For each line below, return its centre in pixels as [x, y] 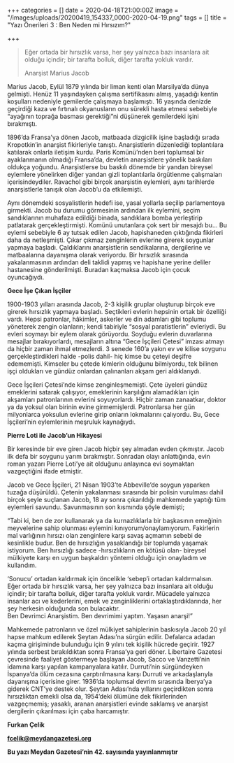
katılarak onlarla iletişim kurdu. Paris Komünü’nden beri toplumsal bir [106, 152]
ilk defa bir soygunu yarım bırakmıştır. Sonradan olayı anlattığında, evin [109, 456]
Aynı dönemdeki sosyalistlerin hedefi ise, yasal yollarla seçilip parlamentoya [116, 203]
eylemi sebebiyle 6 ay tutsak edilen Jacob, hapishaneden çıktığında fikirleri [115, 233]
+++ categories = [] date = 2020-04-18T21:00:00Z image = [93, 10]
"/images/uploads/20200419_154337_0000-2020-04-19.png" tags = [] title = [117, 17]
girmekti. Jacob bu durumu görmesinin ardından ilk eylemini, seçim [104, 210]
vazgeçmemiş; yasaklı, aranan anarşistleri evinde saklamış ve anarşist [108, 704]
